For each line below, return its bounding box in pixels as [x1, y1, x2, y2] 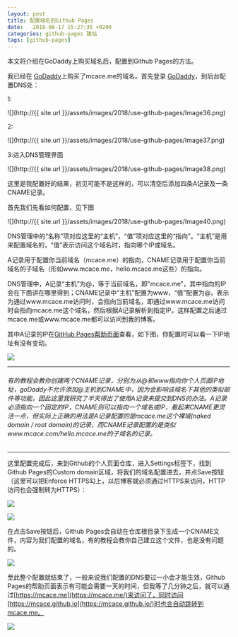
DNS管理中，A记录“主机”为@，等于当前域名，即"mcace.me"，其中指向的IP [7, 280, 227, 288]
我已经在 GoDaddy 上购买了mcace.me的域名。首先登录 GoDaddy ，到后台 [7, 72, 220, 81]
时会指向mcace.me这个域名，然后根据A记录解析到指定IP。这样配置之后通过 [7, 306, 227, 315]
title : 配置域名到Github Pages [7, 17, 94, 24]
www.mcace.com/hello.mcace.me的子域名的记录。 [7, 429, 157, 438]
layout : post [7, 10, 46, 18]
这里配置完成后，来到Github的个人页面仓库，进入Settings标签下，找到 [7, 459, 212, 467]
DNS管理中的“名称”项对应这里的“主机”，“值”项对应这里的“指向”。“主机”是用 [7, 232, 227, 240]
